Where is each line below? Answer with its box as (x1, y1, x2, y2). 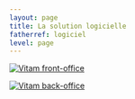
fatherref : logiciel (9, 30, 87, 39)
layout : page (9, 13, 58, 22)
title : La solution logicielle (9, 22, 127, 31)
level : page (9, 38, 54, 48)
